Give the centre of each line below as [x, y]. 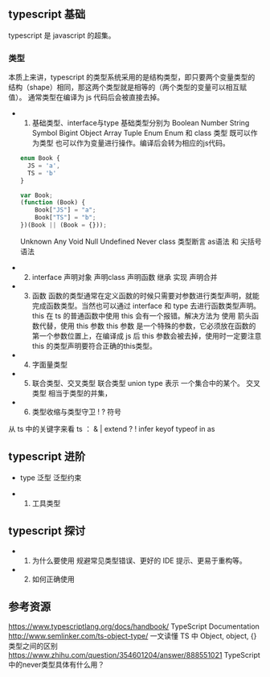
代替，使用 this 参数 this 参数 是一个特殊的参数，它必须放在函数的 [147, 326]
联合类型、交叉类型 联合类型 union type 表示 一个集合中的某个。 [138, 383]
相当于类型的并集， [80, 393]
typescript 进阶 [47, 457]
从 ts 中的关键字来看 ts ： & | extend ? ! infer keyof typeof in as [112, 429]
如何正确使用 [53, 579]
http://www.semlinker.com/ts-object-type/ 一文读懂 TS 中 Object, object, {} [133, 636]
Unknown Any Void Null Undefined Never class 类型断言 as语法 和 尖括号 [141, 241]
